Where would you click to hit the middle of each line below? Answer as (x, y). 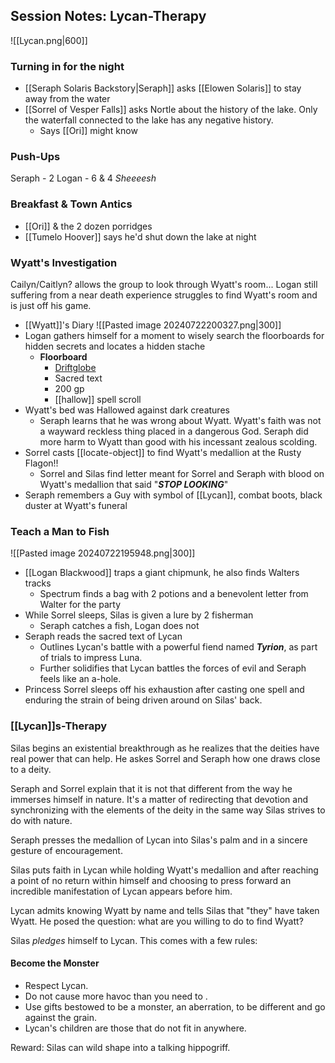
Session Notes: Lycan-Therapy (108, 16)
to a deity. (31, 769)
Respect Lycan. (56, 985)
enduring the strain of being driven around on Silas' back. (143, 700)
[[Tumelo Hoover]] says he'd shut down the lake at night (140, 236)
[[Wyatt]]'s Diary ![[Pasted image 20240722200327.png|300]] (153, 325)
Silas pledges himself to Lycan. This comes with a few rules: (134, 940)
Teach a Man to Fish (60, 531)
